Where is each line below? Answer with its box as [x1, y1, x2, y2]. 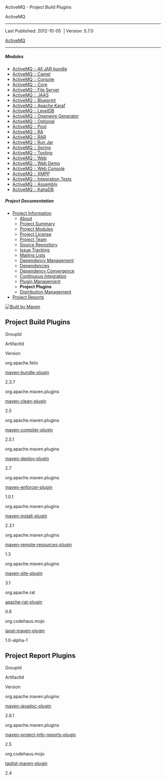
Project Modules [19, 226, 53, 232]
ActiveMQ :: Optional [12, 118, 55, 124]
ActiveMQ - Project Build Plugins [5, 4, 72, 10]
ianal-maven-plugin [5, 627, 45, 633]
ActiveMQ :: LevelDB [12, 108, 54, 114]
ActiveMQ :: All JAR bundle [12, 66, 68, 72]
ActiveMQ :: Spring [12, 144, 51, 150]
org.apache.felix [5, 360, 39, 366]
